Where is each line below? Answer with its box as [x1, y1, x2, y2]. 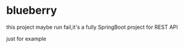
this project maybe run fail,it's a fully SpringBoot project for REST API [6, 23, 178, 31]
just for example [6, 35, 46, 42]
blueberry [6, 4, 57, 17]
